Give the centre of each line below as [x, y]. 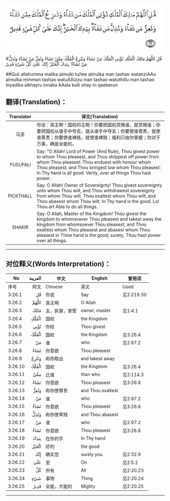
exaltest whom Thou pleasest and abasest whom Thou [93, 230]
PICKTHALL [20, 196]
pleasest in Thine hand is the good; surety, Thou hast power [99, 235]
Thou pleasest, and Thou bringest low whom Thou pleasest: [99, 167]
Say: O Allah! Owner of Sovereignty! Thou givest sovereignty [99, 185]
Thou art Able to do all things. [67, 206]
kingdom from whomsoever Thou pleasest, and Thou [92, 225]
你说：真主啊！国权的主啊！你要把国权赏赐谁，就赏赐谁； [96, 125]
